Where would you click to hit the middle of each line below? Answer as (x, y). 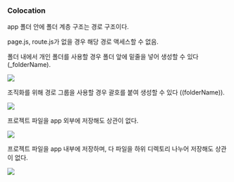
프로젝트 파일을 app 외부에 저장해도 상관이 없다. (73, 121)
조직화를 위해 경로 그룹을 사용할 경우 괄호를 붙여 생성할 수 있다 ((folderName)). (116, 92)
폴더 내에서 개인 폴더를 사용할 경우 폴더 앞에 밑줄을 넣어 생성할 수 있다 (103, 57)
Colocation (26, 11)
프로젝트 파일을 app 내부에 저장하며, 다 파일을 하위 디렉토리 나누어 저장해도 (110, 149)
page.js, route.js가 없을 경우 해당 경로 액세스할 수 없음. (83, 42)
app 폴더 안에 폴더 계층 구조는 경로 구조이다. (68, 27)
